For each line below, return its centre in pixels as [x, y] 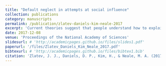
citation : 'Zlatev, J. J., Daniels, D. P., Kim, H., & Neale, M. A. [77, 56]
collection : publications [32, 14]
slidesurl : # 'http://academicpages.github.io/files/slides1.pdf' [75, 42]
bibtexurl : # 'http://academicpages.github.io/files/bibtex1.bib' [75, 51]
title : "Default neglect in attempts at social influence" [67, 10]
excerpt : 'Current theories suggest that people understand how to [76, 28]
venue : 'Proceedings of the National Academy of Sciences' [67, 38]
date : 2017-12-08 [23, 33]
